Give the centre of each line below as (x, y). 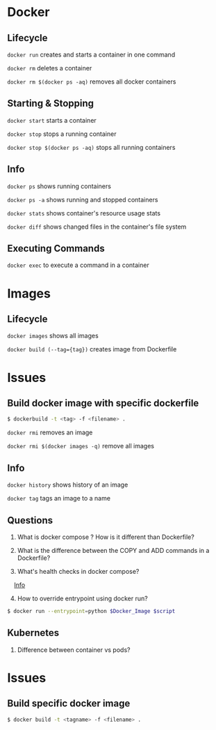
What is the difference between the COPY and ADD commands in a (113, 550)
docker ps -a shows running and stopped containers (83, 199)
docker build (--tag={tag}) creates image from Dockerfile (92, 349)
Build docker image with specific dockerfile (103, 403)
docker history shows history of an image (68, 485)
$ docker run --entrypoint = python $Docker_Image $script (91, 611)
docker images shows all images (53, 336)
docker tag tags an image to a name (59, 499)
